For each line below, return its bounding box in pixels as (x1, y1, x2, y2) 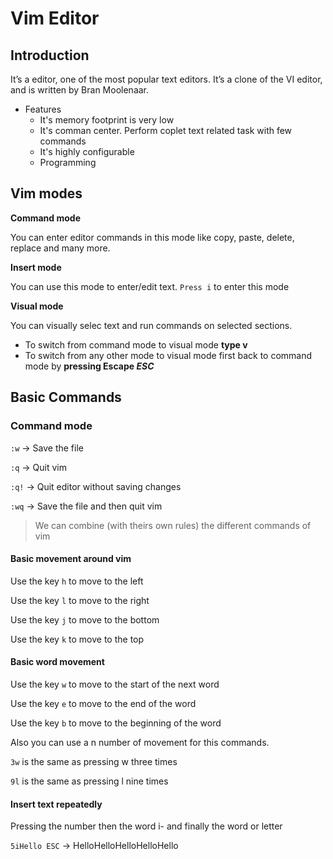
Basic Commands (10, 389, 122, 406)
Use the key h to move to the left (10, 575, 144, 587)
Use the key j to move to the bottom (10, 613, 160, 626)
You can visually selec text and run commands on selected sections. (10, 319, 293, 331)
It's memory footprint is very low (39, 114, 175, 126)
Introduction (10, 47, 90, 64)
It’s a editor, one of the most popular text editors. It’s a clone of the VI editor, (10, 73, 323, 85)
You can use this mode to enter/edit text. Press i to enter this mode (10, 280, 290, 292)
